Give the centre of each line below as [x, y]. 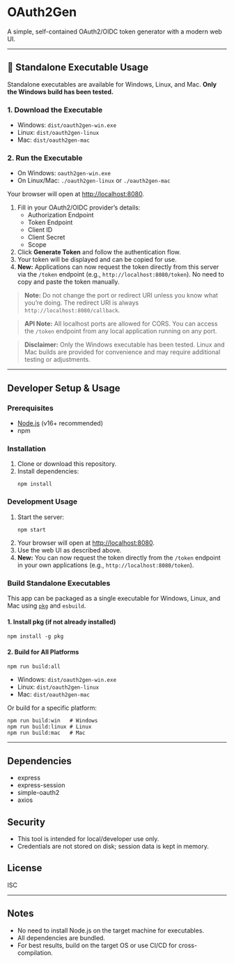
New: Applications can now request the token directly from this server [118, 267]
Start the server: [41, 517]
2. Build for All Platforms [43, 652]
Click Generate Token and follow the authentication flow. [99, 252]
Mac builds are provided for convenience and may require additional [122, 352]
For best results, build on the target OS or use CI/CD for [97, 945]
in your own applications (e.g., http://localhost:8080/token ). [106, 565]
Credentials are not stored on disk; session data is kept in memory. [113, 846]
